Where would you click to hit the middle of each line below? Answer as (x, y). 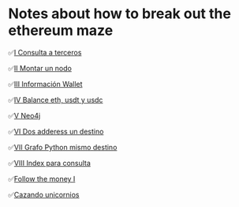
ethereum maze (61, 30)
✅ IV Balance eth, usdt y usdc (56, 100)
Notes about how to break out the (119, 14)
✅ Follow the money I (42, 179)
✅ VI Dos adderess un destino (56, 131)
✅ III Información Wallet (45, 84)
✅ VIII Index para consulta (49, 163)
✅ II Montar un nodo (40, 68)
